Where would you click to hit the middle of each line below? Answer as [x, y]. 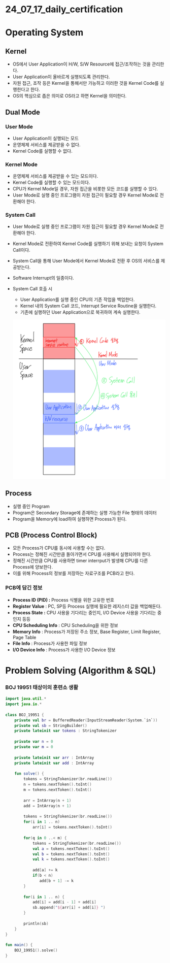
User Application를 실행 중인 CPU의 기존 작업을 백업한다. [77, 300]
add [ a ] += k [45, 870]
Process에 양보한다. [33, 567]
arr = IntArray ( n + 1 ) [47, 801]
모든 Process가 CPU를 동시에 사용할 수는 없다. [59, 548]
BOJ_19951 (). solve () [36, 950]
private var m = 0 [34, 747]
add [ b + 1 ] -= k [56, 881]
